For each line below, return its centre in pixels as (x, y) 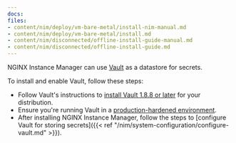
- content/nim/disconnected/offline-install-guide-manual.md (100, 41)
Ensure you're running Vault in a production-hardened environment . (117, 110)
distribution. (35, 102)
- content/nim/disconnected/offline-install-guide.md (89, 47)
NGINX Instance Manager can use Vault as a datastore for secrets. (105, 67)
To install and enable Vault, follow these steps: (76, 81)
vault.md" (32, 133)
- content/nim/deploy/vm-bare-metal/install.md (79, 34)
